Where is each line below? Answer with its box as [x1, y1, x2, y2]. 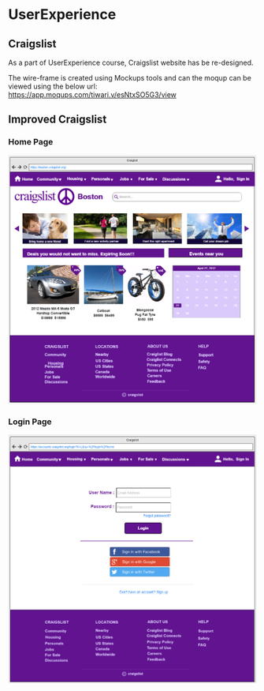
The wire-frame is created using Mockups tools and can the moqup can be [8, 73, 252, 82]
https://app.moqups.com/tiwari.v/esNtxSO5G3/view [8, 90, 177, 100]
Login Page [8, 416, 53, 427]
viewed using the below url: [8, 81, 98, 91]
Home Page [8, 137, 54, 148]
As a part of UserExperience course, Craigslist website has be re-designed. [8, 58, 254, 67]
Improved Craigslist [8, 113, 107, 126]
